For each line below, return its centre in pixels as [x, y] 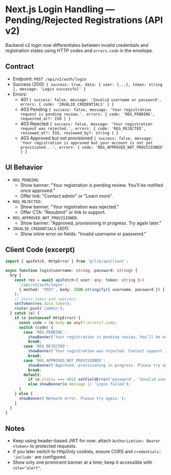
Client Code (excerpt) [40, 250]
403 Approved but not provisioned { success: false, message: [87, 138]
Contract [20, 66]
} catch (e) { [25, 313]
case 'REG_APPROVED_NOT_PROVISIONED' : [65, 360]
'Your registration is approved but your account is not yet [86, 143]
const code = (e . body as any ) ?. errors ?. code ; [68, 323]
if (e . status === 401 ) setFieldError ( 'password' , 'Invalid [92, 380]
